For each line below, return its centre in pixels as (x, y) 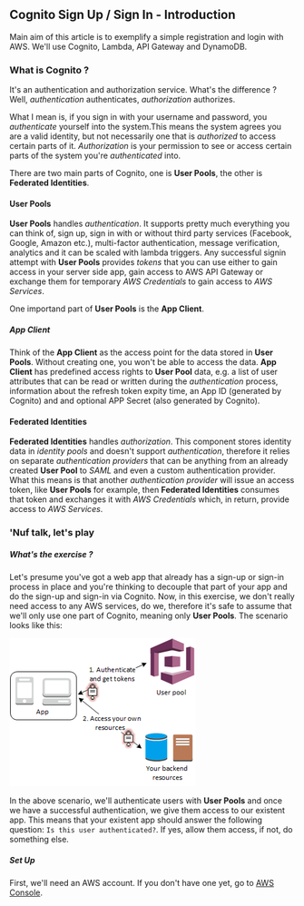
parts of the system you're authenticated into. (95, 156)
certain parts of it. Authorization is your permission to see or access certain (151, 146)
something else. (39, 840)
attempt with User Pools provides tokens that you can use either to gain (144, 262)
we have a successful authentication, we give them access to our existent (147, 811)
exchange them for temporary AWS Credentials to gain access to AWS (141, 281)
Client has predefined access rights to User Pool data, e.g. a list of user (144, 372)
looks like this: (36, 625)
